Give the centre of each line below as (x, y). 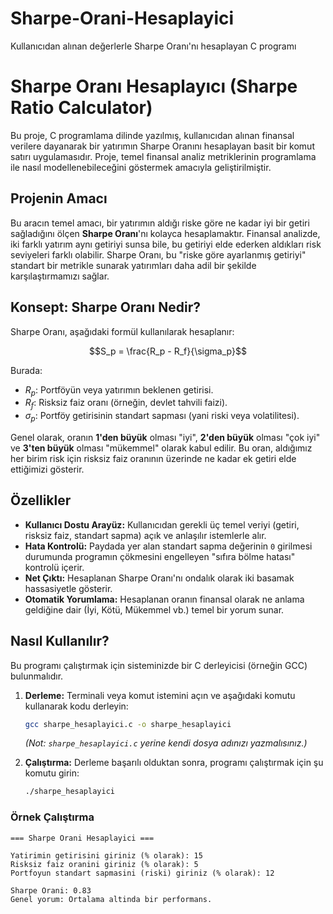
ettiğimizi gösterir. (47, 469)
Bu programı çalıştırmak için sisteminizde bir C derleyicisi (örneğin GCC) (159, 665)
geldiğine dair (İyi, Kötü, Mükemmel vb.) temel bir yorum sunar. (154, 609)
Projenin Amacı (59, 198)
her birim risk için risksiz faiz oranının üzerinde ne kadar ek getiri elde (153, 458)
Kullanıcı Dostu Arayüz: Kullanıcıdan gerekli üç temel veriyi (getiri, (162, 524)
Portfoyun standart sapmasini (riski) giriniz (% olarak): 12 (142, 873)
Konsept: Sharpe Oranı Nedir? (105, 307)
